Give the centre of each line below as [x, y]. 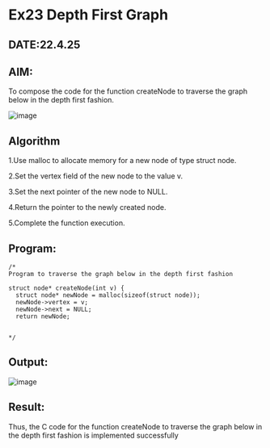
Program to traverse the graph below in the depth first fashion [120, 274]
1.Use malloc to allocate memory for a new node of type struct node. [122, 161]
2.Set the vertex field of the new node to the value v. [96, 176]
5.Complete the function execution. [67, 223]
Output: [28, 362]
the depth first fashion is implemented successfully [94, 435]
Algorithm [34, 141]
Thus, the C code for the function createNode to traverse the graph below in [135, 426]
